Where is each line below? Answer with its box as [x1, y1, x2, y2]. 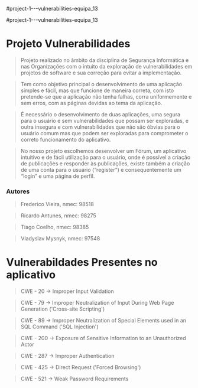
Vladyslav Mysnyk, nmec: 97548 [20, 235, 100, 242]
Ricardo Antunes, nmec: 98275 [20, 212, 96, 219]
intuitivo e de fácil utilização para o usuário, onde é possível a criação [20, 154, 191, 161]
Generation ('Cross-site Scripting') [20, 305, 105, 312]
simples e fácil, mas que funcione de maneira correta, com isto [20, 87, 174, 94]
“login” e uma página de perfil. [20, 172, 95, 180]
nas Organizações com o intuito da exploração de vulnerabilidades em [20, 63, 193, 70]
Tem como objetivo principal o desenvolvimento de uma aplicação [20, 80, 182, 87]
